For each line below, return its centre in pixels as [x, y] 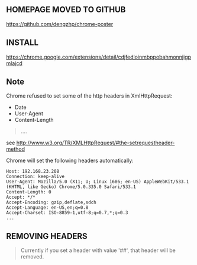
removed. [32, 257]
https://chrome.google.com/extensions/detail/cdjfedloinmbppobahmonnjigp [98, 57]
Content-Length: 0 [29, 192]
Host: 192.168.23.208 [33, 172]
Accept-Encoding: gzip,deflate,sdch [51, 203]
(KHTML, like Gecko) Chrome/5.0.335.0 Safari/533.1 [71, 187]
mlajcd [14, 63]
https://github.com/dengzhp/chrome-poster [60, 24]
